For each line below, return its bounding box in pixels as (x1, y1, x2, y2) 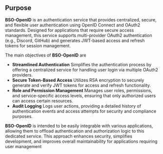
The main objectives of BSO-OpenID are (5, 52, 86, 58)
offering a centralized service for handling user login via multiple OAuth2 (12, 67, 159, 73)
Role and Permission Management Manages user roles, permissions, (12, 87, 152, 93)
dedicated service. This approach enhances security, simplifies (5, 133, 133, 139)
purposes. (12, 113, 33, 119)
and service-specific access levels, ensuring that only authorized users (12, 93, 156, 98)
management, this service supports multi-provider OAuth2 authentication (5, 32, 152, 38)
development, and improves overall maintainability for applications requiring (5, 138, 158, 144)
